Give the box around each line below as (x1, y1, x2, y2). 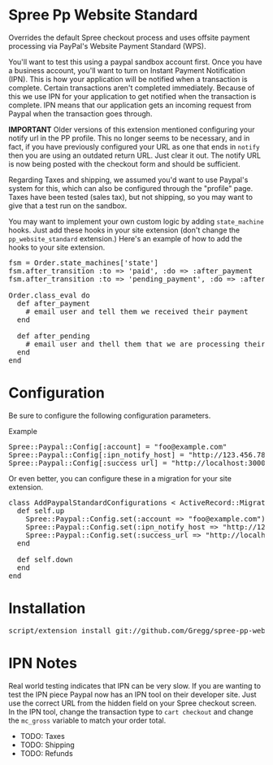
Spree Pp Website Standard (8, 6, 198, 24)
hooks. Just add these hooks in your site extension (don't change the (8, 225, 240, 235)
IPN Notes (8, 654, 77, 672)
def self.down (16, 554, 73, 564)
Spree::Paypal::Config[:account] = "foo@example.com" (8, 441, 227, 451)
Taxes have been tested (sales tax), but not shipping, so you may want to (8, 192, 253, 202)
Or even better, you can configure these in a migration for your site (8, 473, 232, 483)
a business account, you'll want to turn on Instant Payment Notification (8, 65, 245, 75)
